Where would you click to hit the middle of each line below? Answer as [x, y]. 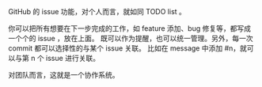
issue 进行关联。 [73, 58]
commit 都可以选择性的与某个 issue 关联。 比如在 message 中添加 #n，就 [128, 48]
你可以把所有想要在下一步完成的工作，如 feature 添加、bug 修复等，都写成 [130, 28]
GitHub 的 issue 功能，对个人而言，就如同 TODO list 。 [97, 11]
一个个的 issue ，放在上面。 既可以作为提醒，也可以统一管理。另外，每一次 [131, 38]
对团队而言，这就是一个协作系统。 [64, 75]
